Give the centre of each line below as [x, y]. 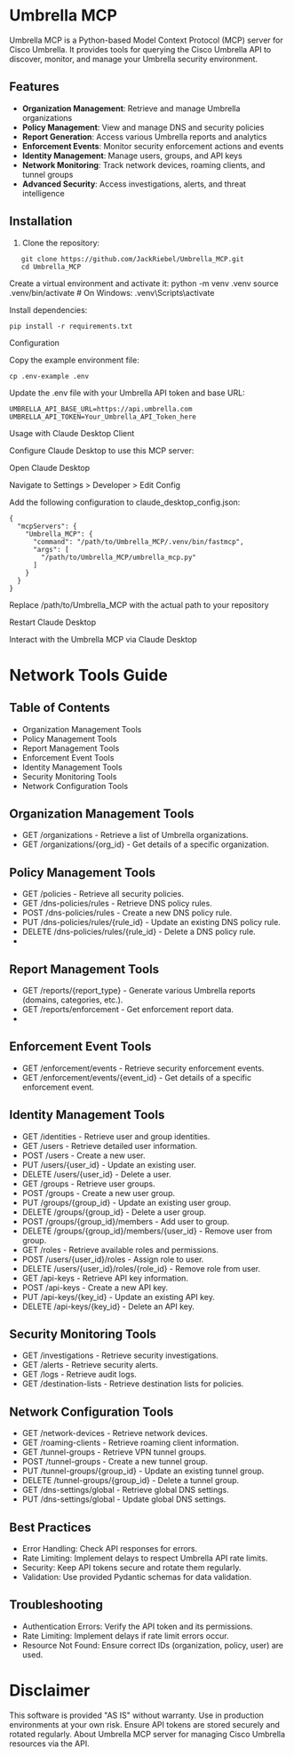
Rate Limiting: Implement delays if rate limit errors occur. [125, 1635]
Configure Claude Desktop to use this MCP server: [102, 451]
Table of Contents [60, 708]
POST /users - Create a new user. [83, 1155]
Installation [41, 222]
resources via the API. [50, 1744]
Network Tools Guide [89, 675]
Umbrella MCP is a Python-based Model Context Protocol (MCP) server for [146, 40]
